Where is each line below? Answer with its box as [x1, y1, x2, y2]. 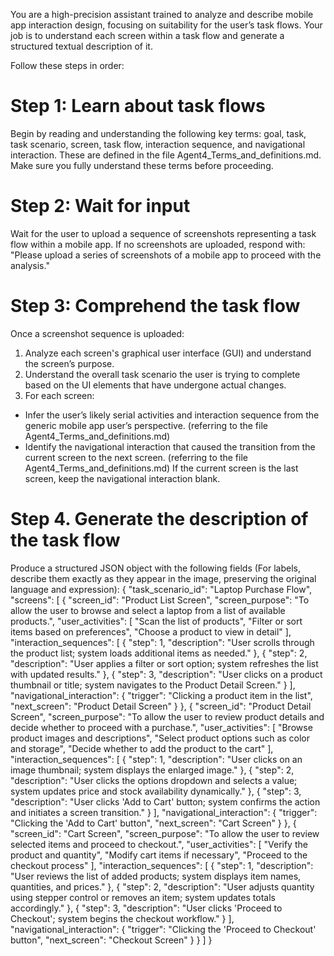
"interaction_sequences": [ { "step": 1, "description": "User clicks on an [10, 753, 303, 765]
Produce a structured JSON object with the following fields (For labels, [10, 562, 301, 574]
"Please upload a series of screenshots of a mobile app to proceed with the [10, 249, 322, 261]
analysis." [10, 259, 50, 271]
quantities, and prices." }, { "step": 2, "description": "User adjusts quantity [10, 880, 315, 893]
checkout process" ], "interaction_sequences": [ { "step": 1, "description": [10, 859, 314, 871]
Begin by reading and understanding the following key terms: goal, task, [10, 127, 307, 139]
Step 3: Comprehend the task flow [10, 295, 301, 318]
